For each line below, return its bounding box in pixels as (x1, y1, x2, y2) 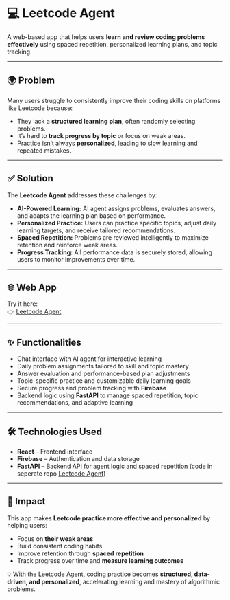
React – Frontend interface (16, 447, 93, 456)
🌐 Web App (7, 281, 57, 293)
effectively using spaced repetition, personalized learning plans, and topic (7, 40, 218, 48)
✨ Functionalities (7, 336, 81, 348)
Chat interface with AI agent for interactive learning (16, 355, 162, 363)
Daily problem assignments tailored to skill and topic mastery (16, 362, 190, 370)
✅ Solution (7, 173, 53, 184)
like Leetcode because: (7, 104, 73, 112)
